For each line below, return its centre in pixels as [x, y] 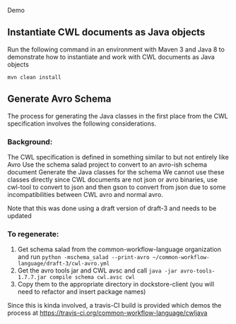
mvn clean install [34, 77]
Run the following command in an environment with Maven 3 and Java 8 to [116, 49]
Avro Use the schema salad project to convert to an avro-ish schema [107, 164]
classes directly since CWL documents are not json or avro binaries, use [112, 179]
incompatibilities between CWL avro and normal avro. [85, 194]
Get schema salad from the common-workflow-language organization [119, 249]
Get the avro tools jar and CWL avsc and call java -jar [98, 270]
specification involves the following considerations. [82, 124]
